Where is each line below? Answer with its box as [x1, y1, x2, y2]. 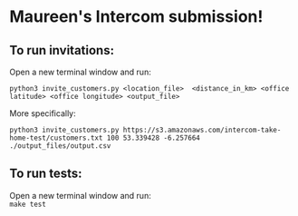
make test [9, 200, 47, 209]
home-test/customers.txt [9, 133, 103, 142]
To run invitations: [9, 43, 115, 58]
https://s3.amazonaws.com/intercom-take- [122, 125, 282, 134]
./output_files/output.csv [9, 142, 111, 151]
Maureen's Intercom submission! [9, 6, 264, 27]
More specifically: [9, 108, 77, 119]
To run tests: [9, 166, 82, 182]
